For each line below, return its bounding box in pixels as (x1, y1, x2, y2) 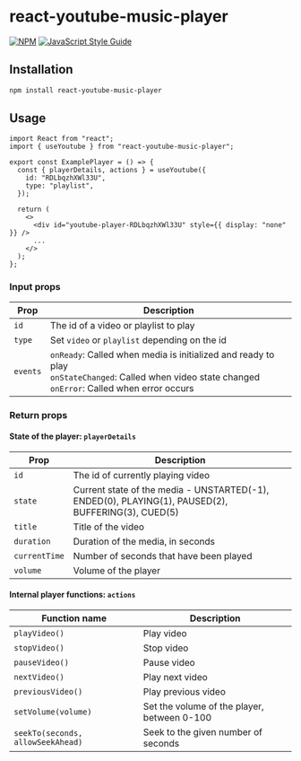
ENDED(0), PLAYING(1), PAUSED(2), (73, 494, 228, 507)
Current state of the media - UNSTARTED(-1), (73, 483, 270, 495)
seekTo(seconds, (13, 729, 83, 739)
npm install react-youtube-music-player (9, 85, 163, 95)
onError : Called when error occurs (50, 381, 194, 394)
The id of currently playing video (73, 468, 211, 481)
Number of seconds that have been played (73, 549, 253, 562)
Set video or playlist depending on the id (50, 334, 227, 346)
